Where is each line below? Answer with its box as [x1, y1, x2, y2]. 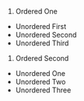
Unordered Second [15, 31, 77, 39]
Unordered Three [15, 85, 72, 95]
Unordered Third [15, 38, 69, 48]
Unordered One [15, 69, 66, 78]
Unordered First [15, 22, 67, 31]
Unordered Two [15, 78, 66, 86]
